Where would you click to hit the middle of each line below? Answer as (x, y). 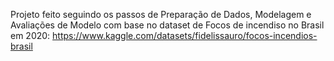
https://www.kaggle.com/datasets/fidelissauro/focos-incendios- (185, 35)
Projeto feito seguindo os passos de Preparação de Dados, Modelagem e (161, 14)
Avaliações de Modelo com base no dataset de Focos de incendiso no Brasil (167, 25)
